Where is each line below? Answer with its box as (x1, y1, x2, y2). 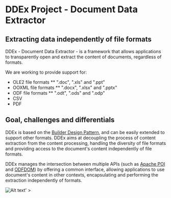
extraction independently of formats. (5, 177, 83, 183)
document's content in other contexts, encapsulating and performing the (5, 171, 158, 178)
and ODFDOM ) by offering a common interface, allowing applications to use (5, 166, 165, 172)
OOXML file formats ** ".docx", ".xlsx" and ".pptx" (12, 84, 117, 91)
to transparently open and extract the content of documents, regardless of (5, 54, 162, 60)
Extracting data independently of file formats (5, 35, 152, 43)
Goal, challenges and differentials (5, 116, 115, 124)
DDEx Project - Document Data (5, 4, 138, 15)
